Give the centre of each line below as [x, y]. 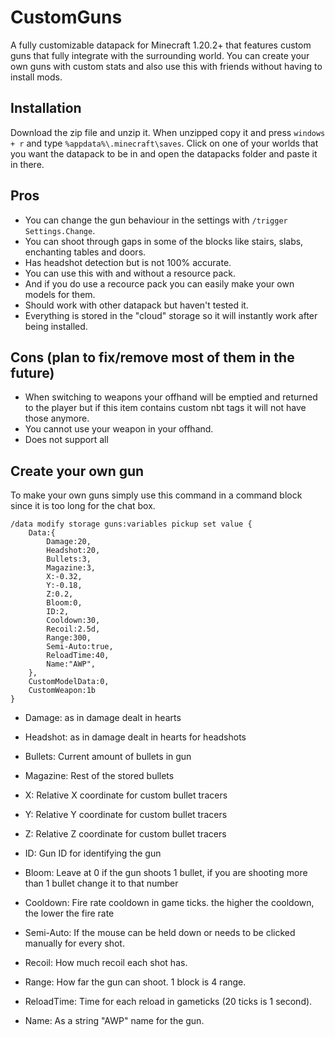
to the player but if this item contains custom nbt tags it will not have [165, 408]
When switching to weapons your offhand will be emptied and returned [171, 397]
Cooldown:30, [73, 621]
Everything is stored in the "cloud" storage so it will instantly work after [171, 315]
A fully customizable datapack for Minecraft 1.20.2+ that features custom [161, 45]
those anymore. [57, 418]
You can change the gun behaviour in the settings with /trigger [156, 220]
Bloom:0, [64, 603]
